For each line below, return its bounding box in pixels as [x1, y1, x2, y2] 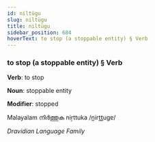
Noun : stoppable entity [7, 87, 72, 95]
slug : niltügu [7, 16, 48, 23]
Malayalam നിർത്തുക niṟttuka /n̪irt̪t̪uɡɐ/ [7, 113, 116, 122]
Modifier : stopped [7, 100, 59, 108]
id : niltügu [7, 10, 41, 17]
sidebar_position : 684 [7, 29, 72, 36]
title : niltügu [7, 23, 51, 29]
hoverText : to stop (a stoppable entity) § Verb [7, 35, 148, 42]
